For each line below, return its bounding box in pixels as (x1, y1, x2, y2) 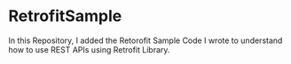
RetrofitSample (8, 6, 122, 26)
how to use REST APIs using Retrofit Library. (8, 44, 170, 54)
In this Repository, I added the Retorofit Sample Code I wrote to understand (8, 35, 283, 46)
